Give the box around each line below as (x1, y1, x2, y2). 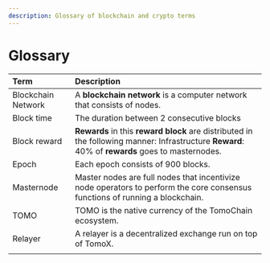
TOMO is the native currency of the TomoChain (75, 204, 253, 216)
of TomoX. (75, 238, 114, 249)
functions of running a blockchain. (75, 191, 204, 203)
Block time (12, 112, 52, 123)
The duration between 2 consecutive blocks (75, 112, 241, 123)
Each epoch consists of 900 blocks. (75, 158, 211, 170)
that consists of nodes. (75, 99, 162, 110)
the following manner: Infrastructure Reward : (75, 135, 245, 146)
